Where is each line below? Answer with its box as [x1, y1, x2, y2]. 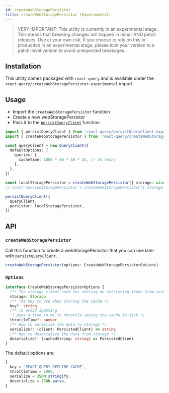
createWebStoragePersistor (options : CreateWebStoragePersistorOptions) [5, 262, 158, 267]
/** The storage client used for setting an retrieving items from [10, 289, 154, 294]
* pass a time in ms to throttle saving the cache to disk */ [12, 313, 145, 318]
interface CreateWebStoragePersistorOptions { [5, 285, 105, 290]
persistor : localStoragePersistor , [10, 203, 84, 208]
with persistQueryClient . [5, 253, 57, 259]
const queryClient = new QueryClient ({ [5, 143, 89, 148]
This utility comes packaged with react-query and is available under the [5, 75, 154, 81]
